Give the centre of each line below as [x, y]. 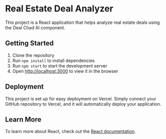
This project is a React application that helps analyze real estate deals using [83, 22]
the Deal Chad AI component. [35, 27]
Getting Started [29, 43]
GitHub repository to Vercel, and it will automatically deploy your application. [83, 104]
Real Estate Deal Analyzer [59, 9]
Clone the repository [33, 55]
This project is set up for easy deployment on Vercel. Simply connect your [81, 99]
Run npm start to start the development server [60, 66]
